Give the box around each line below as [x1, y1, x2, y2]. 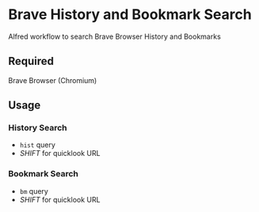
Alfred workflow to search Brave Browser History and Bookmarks [8, 32, 222, 41]
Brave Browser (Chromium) [8, 75, 97, 85]
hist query [19, 140, 55, 150]
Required [8, 55, 54, 68]
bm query [19, 186, 49, 195]
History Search [8, 123, 67, 134]
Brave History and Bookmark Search [8, 6, 252, 24]
